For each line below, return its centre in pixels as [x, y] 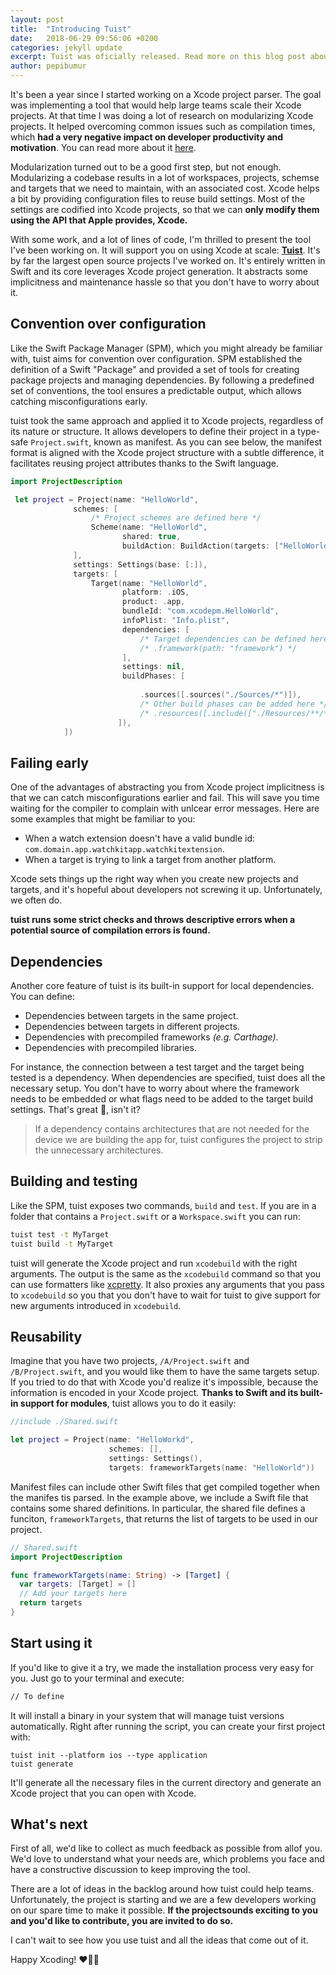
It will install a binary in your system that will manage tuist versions [147, 1715]
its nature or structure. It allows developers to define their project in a [153, 431]
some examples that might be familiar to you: [103, 819]
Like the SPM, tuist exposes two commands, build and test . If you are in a [163, 1205]
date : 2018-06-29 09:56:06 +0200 [84, 38]
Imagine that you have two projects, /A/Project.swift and [130, 1361]
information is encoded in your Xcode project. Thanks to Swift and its [154, 1393]
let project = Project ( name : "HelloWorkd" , [102, 1440]
